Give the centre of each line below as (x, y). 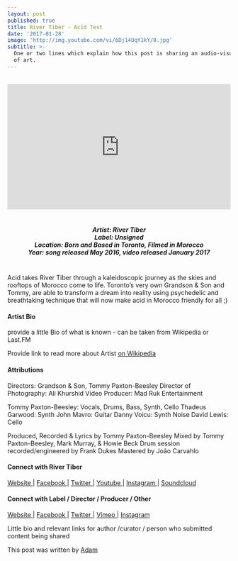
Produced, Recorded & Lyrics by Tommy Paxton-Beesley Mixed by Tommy (116, 435)
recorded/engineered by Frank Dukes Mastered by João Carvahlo (103, 450)
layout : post (27, 14)
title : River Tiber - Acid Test (55, 27)
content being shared (39, 536)
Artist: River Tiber (119, 229)
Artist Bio (22, 316)
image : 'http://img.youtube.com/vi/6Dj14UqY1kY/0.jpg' (90, 40)
